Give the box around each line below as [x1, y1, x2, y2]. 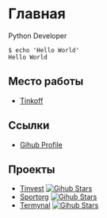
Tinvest [19, 184, 45, 193]
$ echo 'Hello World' [8, 46, 80, 54]
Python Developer [8, 31, 67, 40]
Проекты [8, 163, 55, 176]
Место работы [8, 75, 84, 88]
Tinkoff [19, 96, 44, 105]
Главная [8, 5, 66, 23]
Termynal [19, 201, 51, 210]
